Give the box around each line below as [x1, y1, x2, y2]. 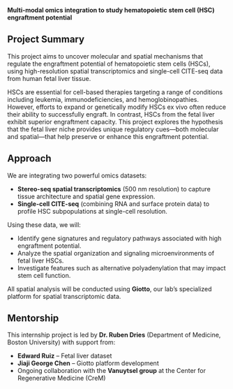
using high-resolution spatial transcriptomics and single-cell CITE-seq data [7, 66, 223, 75]
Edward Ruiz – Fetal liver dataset [17, 352, 112, 360]
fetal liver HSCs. [17, 256, 64, 265]
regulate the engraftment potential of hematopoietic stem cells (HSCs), [7, 59, 211, 68]
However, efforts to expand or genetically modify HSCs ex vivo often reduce [7, 103, 227, 111]
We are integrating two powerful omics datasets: [7, 171, 147, 179]
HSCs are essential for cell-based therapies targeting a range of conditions [7, 87, 223, 96]
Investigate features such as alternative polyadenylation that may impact [17, 263, 226, 272]
